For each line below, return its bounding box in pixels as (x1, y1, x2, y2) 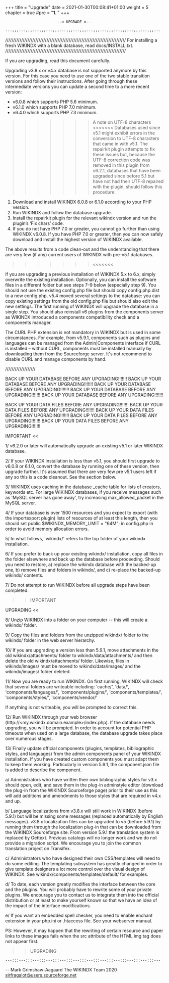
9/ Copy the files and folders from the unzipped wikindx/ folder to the (5, 632, 149, 638)
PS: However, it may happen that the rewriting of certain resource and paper (5, 927, 163, 933)
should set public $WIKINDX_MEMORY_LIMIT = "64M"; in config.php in (5, 521, 153, 526)
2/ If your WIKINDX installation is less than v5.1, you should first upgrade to (5, 458, 160, 464)
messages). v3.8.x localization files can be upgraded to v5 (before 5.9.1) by (5, 819, 161, 824)
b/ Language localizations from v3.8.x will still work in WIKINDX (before (5, 808, 153, 814)
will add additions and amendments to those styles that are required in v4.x (5, 793, 161, 799)
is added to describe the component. (5, 767, 82, 773)
